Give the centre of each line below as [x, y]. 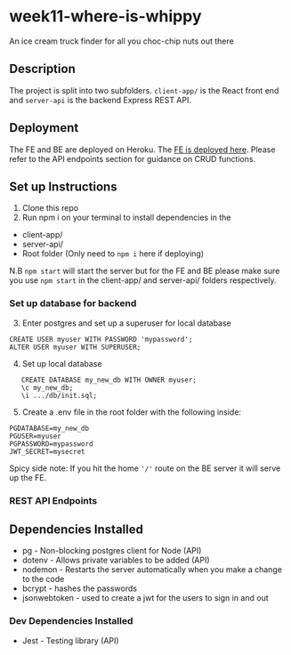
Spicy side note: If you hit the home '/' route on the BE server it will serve [145, 468]
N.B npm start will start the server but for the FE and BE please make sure [145, 271]
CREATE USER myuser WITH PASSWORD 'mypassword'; [101, 339]
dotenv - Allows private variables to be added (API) [116, 560]
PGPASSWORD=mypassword [51, 444]
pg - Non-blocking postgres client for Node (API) [112, 551]
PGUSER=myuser [36, 436]
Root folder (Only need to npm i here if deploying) [113, 254]
